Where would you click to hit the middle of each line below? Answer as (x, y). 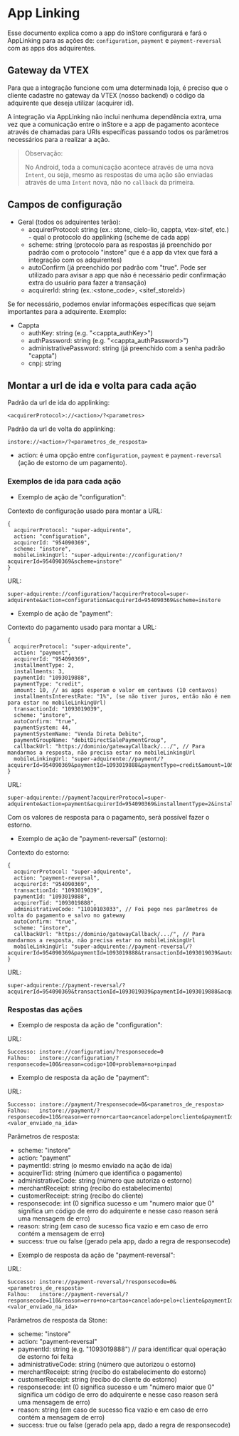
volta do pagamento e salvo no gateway (67, 915)
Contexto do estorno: (38, 852)
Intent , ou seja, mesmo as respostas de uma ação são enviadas (119, 174)
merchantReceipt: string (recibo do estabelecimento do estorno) (112, 1372)
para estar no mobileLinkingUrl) (57, 703)
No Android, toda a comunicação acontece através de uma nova (119, 167)
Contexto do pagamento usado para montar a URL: (82, 627)
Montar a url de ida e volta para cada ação (102, 386)
